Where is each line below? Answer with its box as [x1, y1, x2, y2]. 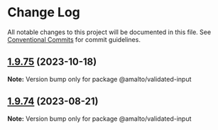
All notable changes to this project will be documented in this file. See [7, 28, 212, 36]
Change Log [7, 4, 80, 21]
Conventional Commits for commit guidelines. [7, 35, 141, 43]
